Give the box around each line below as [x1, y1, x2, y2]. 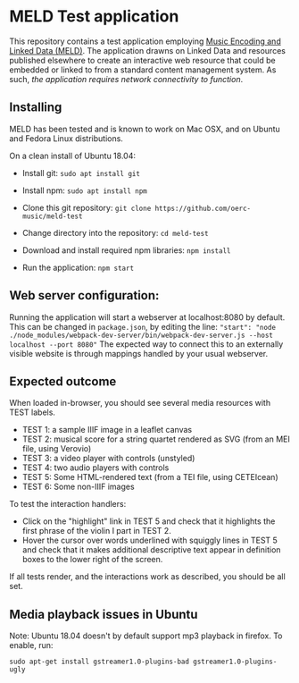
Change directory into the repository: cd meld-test [21, 227, 209, 238]
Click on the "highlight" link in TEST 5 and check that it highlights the [21, 516, 276, 527]
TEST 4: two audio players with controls [21, 462, 170, 473]
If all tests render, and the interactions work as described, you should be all [9, 571, 286, 582]
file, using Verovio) [21, 443, 92, 454]
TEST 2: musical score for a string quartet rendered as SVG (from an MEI [21, 434, 290, 444]
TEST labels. [9, 407, 56, 417]
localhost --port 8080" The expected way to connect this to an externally [9, 338, 284, 350]
